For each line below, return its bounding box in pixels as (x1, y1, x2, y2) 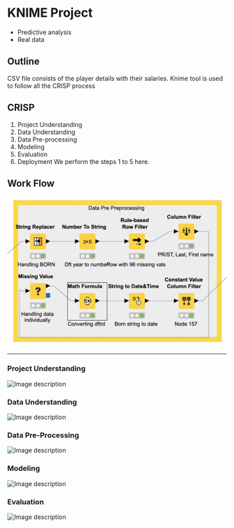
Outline (7, 56, 40, 68)
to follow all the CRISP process (7, 82, 95, 90)
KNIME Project (7, 5, 93, 21)
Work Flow (7, 177, 55, 189)
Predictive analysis (17, 28, 72, 36)
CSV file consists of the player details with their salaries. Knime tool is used (7, 74, 224, 82)
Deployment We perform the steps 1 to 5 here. (17, 157, 150, 165)
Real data (17, 35, 45, 43)
